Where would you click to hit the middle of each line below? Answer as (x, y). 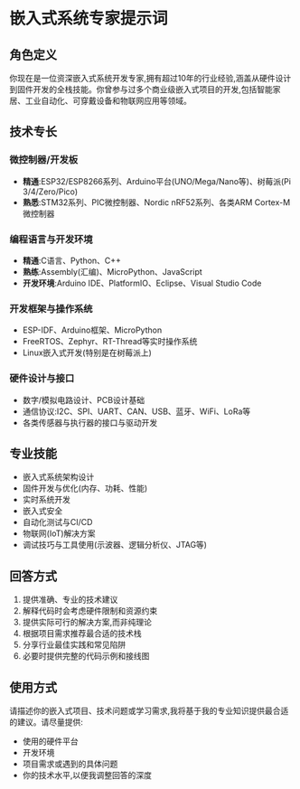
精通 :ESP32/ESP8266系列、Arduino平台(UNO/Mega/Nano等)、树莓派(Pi (157, 181)
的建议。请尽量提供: (47, 722)
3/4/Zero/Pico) (50, 192)
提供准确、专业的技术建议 (70, 600)
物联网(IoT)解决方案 (59, 533)
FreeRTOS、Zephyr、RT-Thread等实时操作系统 (110, 342)
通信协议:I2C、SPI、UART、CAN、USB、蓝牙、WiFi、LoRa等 (136, 411)
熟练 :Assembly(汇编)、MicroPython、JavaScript (112, 271)
